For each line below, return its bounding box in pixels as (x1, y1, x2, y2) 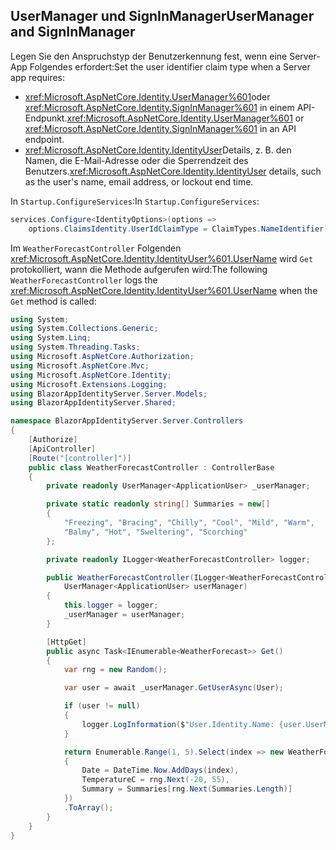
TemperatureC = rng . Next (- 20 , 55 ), (81, 775, 230, 785)
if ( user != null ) (63, 701, 141, 711)
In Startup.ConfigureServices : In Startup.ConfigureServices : (10, 195, 260, 207)
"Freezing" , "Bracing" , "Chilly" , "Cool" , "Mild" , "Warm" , (63, 518, 315, 528)
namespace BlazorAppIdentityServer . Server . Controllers (10, 416, 244, 426)
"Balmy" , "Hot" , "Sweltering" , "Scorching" (63, 527, 248, 537)
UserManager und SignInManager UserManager (10, 8, 315, 25)
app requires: (10, 71, 66, 83)
